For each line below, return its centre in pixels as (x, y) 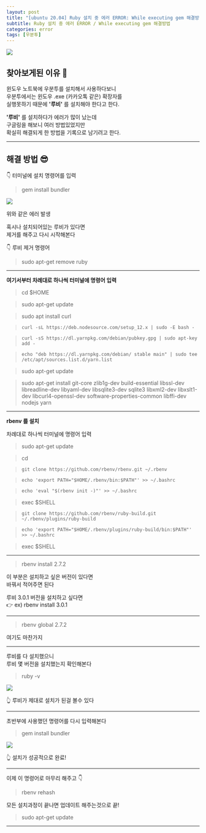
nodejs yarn (36, 402)
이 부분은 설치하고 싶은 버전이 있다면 (50, 576)
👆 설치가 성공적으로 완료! (36, 757)
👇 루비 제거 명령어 (28, 247)
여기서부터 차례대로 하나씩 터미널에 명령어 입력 (62, 280)
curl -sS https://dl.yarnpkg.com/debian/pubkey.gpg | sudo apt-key (109, 338)
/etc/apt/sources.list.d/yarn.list (67, 360)
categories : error (30, 29)
